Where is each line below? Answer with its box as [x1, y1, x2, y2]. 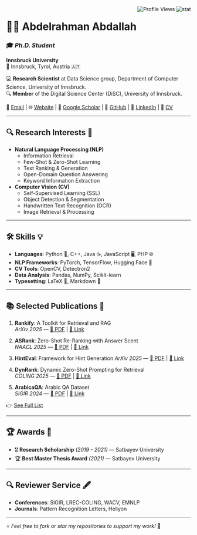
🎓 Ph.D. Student [6, 41, 55, 49]
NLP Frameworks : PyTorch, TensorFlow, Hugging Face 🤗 [14, 259, 152, 266]
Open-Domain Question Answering [23, 171, 108, 178]
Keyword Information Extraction [23, 177, 100, 184]
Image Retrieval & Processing [23, 208, 94, 216]
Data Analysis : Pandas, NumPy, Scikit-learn [14, 271, 121, 278]
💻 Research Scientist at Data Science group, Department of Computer [6, 75, 179, 82]
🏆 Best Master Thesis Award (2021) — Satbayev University [14, 455, 161, 462]
